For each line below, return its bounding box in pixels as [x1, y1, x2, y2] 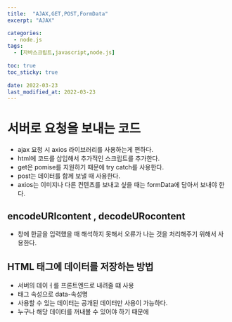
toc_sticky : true [7, 68, 58, 76]
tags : [7, 43, 23, 50]
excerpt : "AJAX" [7, 17, 55, 24]
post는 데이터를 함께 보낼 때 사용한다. [17, 172, 121, 180]
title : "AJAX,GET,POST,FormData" [7, 10, 109, 18]
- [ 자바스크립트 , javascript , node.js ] [13, 49, 115, 56]
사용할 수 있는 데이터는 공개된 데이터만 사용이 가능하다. [17, 298, 168, 307]
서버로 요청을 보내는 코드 [7, 121, 141, 137]
